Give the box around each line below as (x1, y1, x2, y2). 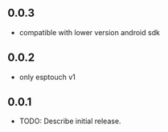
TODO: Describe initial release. (18, 116, 121, 126)
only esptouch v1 (18, 72, 76, 82)
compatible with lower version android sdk (18, 27, 160, 37)
